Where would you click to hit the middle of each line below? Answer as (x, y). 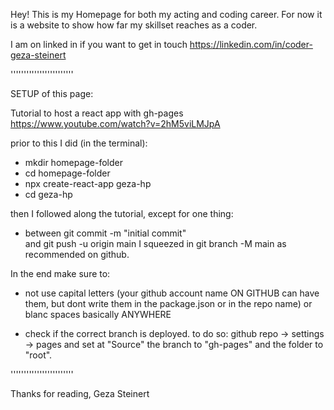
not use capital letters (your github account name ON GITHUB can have (172, 293)
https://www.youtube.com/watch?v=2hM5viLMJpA (115, 123)
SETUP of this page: (52, 93)
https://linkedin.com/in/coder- (251, 44)
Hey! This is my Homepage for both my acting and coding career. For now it (166, 14)
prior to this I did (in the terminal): (79, 143)
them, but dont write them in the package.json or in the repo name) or (168, 303)
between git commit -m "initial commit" (105, 233)
